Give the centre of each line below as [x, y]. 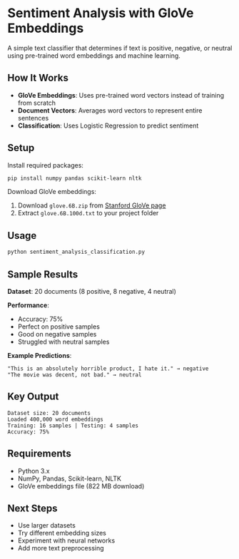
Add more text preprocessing [61, 548]
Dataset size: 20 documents [49, 413]
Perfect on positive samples [59, 327]
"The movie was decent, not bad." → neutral [75, 375]
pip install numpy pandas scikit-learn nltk [75, 178]
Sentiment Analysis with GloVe [101, 13]
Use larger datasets [47, 525]
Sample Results [43, 274]
